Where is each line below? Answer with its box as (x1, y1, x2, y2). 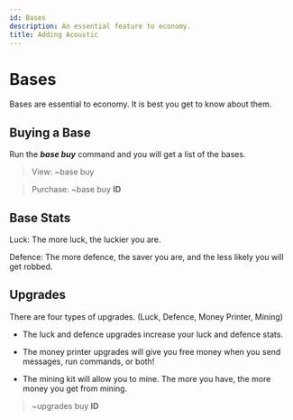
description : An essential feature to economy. (9, 22, 192, 31)
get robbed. (9, 261, 53, 272)
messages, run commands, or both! (22, 356, 155, 367)
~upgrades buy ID (31, 400, 99, 411)
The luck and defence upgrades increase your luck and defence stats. (22, 329, 284, 340)
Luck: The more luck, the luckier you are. (9, 234, 161, 245)
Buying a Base (9, 125, 92, 140)
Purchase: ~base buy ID (31, 184, 122, 195)
